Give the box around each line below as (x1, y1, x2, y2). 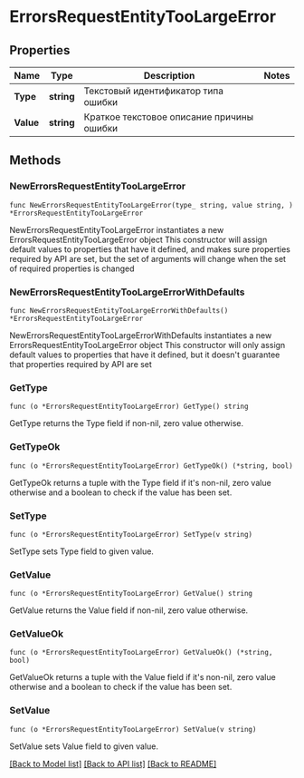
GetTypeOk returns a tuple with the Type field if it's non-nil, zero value (9, 477, 271, 488)
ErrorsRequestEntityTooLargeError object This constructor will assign (9, 234, 268, 245)
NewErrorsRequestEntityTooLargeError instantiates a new (9, 224, 224, 235)
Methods (9, 152, 62, 169)
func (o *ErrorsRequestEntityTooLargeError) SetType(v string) (9, 530, 253, 539)
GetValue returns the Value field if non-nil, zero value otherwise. (9, 605, 249, 616)
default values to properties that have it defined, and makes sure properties (9, 243, 291, 255)
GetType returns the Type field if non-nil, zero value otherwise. (9, 418, 244, 429)
